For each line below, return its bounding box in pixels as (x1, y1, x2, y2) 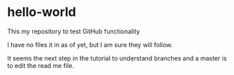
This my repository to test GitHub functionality (7, 27, 140, 35)
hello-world (7, 4, 77, 20)
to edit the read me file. (7, 61, 75, 69)
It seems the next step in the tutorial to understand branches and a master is (7, 53, 227, 62)
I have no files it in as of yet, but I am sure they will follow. (7, 40, 173, 49)
